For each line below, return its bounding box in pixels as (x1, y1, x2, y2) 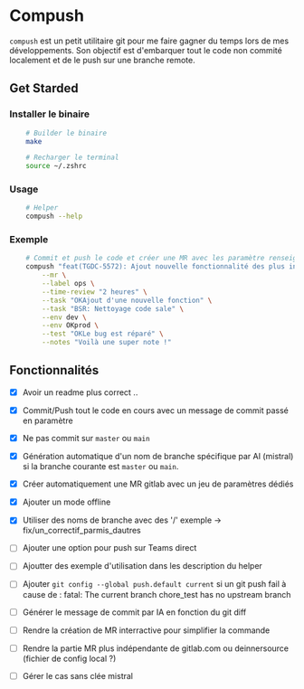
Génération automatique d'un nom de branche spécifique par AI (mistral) (22, 451, 294, 462)
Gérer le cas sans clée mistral (22, 670, 134, 681)
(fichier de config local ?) (22, 653, 117, 664)
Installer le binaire (9, 108, 90, 120)
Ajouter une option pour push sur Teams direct (22, 543, 197, 553)
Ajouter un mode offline (22, 496, 111, 507)
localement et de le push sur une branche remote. (9, 54, 196, 65)
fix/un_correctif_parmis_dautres (22, 525, 142, 536)
